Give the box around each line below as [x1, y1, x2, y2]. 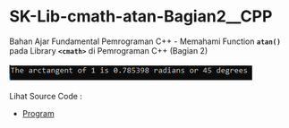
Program [21, 107, 55, 118]
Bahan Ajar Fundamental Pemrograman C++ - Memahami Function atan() [9, 36, 282, 47]
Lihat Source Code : [9, 90, 83, 101]
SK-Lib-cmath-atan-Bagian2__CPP [9, 6, 273, 27]
